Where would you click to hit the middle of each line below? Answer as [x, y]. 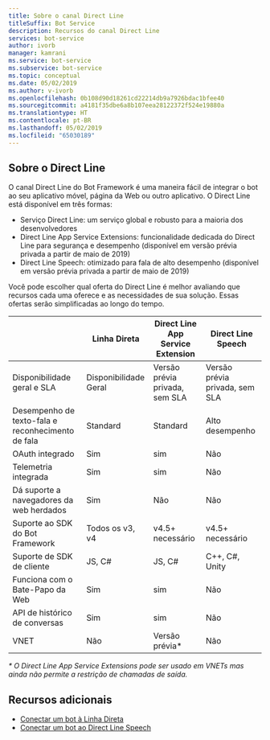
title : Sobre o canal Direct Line [66, 16]
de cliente [31, 566]
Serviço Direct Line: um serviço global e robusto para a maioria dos [131, 220]
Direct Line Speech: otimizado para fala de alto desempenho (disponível [139, 263]
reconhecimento [43, 431]
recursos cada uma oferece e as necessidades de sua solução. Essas [124, 295]
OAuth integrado [43, 454]
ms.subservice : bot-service [55, 68]
